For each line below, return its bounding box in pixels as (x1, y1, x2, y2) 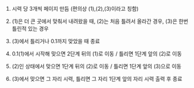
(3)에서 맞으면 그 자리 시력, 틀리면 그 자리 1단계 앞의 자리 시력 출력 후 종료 (11, 76, 183, 82)
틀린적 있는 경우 (11, 25, 49, 32)
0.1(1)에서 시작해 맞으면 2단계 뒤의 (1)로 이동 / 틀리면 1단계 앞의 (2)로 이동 (11, 50, 182, 57)
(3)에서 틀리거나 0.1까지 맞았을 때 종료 (11, 38, 100, 44)
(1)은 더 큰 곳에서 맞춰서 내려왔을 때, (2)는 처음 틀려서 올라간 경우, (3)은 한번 (11, 18, 189, 25)
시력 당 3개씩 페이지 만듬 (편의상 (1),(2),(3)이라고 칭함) (11, 5, 139, 12)
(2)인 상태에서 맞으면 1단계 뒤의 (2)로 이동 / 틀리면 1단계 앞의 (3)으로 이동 (11, 63, 182, 70)
